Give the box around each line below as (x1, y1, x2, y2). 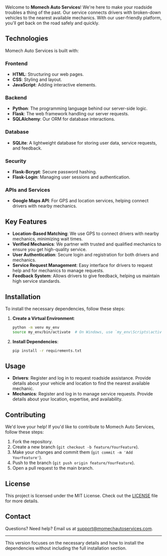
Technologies (5, 34, 49, 43)
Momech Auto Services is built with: (5, 47, 79, 54)
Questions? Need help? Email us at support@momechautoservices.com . (5, 525, 153, 531)
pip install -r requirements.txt (12, 348, 82, 353)
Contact (5, 512, 31, 521)
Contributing (5, 410, 46, 419)
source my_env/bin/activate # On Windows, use (12, 329, 113, 334)
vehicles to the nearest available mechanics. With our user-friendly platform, (5, 15, 162, 20)
